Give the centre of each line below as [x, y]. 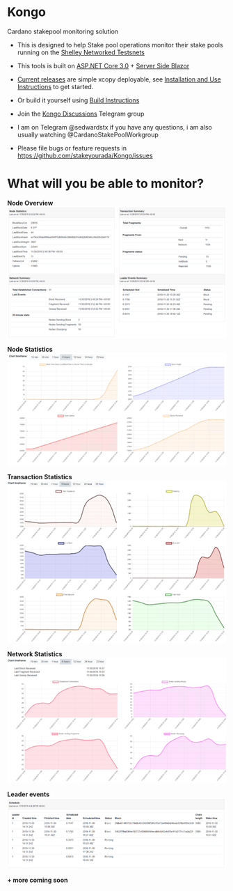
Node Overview [30, 203]
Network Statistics [35, 654]
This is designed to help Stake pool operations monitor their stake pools [120, 45]
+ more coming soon [38, 880]
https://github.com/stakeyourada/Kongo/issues [85, 155]
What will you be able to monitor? [105, 184]
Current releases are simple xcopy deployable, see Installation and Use [119, 79]
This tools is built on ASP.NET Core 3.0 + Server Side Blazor [103, 65]
